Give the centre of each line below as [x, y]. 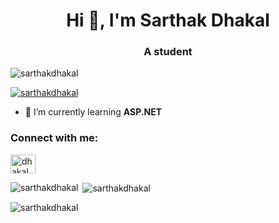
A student [168, 52]
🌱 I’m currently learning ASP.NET [93, 112]
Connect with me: [54, 138]
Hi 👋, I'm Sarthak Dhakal [168, 20]
